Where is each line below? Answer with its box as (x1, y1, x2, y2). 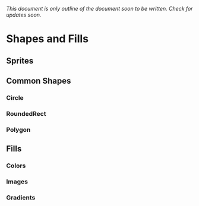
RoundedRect (6, 109, 46, 118)
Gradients (6, 193, 36, 201)
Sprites (6, 56, 34, 66)
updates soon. (6, 11, 42, 18)
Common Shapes (6, 75, 71, 85)
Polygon (6, 125, 31, 134)
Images (6, 178, 29, 186)
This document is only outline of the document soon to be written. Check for (6, 5, 193, 12)
